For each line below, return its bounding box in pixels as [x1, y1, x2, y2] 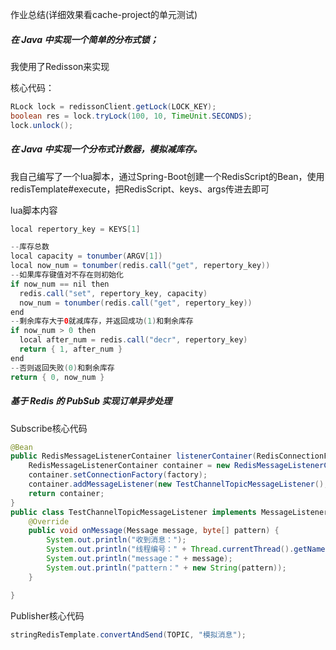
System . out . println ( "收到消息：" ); [46, 535, 187, 545]
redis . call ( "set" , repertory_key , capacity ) [19, 288, 208, 298]
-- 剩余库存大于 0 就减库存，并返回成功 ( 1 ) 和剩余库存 [10, 316, 194, 327]
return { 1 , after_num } [19, 344, 123, 355]
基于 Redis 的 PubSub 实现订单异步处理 [10, 395, 173, 407]
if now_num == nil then [10, 279, 110, 289]
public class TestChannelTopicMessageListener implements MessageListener [10, 507, 329, 517]
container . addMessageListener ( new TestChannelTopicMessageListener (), [28, 479, 329, 490]
